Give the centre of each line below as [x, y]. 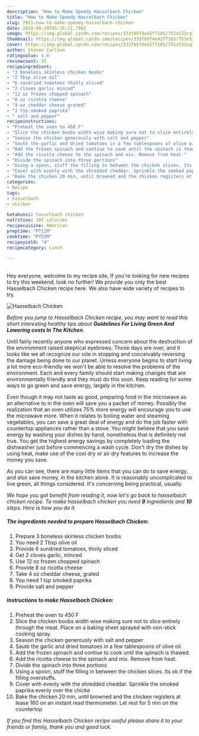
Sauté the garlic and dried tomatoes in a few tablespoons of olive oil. [99, 646]
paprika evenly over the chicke [53, 690]
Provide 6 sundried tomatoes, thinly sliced [66, 549]
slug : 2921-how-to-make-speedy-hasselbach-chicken [70, 22]
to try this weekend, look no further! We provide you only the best [87, 282]
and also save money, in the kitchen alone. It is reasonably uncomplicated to [99, 478]
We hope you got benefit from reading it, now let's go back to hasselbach [97, 495]
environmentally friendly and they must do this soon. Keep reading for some [99, 380]
